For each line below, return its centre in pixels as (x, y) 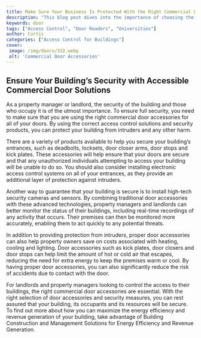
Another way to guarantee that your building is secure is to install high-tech (99, 192)
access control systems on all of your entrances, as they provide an (90, 174)
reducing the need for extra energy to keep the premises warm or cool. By (98, 261)
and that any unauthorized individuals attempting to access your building (96, 161)
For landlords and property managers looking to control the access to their (98, 285)
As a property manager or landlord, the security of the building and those (96, 104)
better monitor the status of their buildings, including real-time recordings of (100, 211)
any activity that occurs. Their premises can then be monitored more (91, 217)
